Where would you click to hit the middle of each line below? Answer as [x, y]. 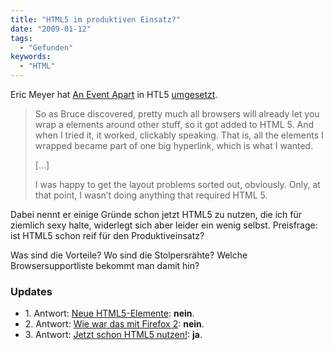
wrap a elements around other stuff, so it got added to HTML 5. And [174, 124]
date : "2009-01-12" [51, 29]
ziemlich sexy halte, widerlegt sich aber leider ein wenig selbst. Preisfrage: [164, 225]
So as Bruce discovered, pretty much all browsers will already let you [177, 114]
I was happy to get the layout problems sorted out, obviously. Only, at [177, 184]
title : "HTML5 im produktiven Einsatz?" [96, 19]
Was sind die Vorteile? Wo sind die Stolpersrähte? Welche [129, 255]
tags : [21, 38]
